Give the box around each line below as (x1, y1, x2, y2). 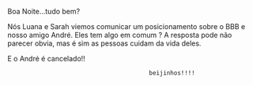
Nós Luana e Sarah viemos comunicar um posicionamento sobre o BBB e (7, 22, 246, 31)
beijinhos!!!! (149, 69, 195, 77)
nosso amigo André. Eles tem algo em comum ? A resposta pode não (7, 31, 232, 39)
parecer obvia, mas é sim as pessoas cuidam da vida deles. (7, 39, 202, 48)
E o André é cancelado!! (7, 54, 86, 63)
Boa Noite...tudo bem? (7, 7, 81, 16)
